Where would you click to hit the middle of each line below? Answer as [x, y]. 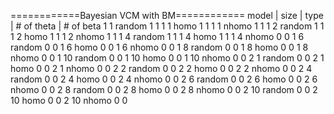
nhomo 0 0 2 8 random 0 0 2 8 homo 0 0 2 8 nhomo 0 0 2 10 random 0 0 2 [164, 89]
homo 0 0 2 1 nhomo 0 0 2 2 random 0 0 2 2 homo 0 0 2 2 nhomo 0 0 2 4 [161, 68]
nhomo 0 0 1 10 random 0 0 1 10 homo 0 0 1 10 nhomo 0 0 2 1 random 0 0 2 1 [167, 58]
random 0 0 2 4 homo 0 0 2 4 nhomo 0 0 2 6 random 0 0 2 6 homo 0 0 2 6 [164, 79]
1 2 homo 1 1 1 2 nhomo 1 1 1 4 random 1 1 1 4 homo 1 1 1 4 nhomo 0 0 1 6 [157, 36]
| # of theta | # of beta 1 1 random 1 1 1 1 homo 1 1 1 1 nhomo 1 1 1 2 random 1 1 [167, 26]
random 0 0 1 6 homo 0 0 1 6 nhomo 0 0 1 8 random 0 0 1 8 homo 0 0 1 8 [159, 47]
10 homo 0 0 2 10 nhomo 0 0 [69, 100]
